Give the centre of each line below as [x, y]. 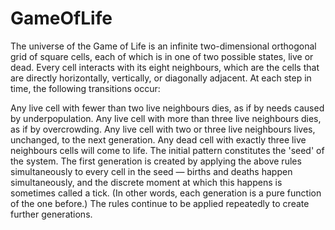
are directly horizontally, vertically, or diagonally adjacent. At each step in [161, 78]
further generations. [51, 214]
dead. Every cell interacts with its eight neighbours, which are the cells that [165, 67]
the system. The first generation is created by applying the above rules [156, 161]
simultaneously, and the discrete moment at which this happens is [146, 182]
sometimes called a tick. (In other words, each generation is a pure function [166, 193]
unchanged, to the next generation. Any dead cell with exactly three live [158, 139]
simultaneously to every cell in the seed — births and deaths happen [151, 171]
